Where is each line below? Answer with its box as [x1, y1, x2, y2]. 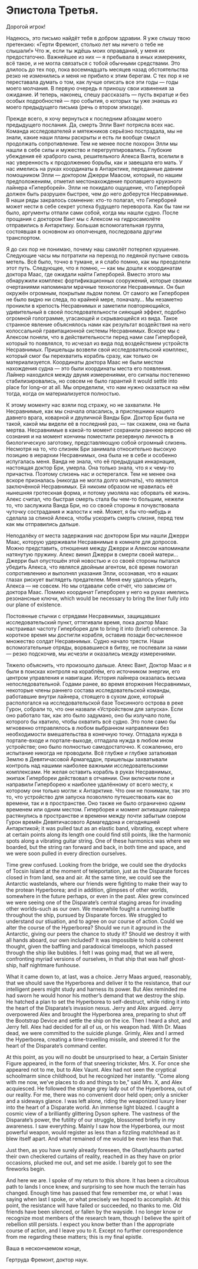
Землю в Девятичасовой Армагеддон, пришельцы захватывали [6, 755, 168, 762]
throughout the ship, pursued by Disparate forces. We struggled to [6, 911, 168, 918]
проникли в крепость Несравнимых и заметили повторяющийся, [6, 302, 171, 309]
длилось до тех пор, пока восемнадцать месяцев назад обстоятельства [6, 66, 189, 73]
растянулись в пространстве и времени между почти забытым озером [6, 812, 186, 819]
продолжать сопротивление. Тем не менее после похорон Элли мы [6, 140, 178, 147]
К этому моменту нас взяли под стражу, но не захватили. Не [6, 401, 161, 408]
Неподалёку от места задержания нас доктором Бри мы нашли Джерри [6, 532, 189, 539]
